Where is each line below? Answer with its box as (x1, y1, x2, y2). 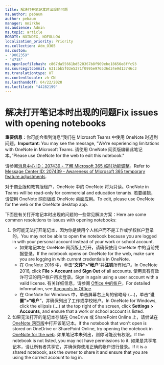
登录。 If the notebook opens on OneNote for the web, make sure (23, 251, 155, 257)
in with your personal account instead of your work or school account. (12, 239, 154, 245)
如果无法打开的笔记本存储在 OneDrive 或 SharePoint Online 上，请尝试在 (12, 314, 158, 320)
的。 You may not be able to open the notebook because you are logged (12, 233, 157, 239)
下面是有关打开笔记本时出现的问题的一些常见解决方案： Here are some (5, 212, 146, 217)
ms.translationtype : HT (5, 71, 54, 76)
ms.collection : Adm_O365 (5, 43, 56, 48)
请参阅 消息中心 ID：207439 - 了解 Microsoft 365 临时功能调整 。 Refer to (5, 163, 150, 169)
